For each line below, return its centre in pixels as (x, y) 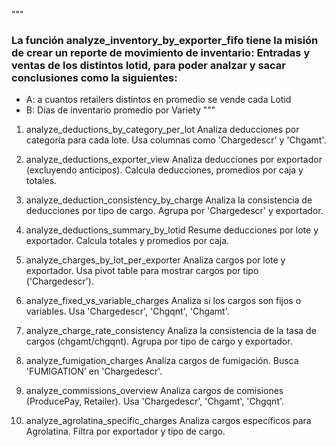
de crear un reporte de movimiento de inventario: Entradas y (161, 52)
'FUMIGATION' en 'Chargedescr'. (94, 371)
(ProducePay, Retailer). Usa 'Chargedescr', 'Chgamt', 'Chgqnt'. (155, 401)
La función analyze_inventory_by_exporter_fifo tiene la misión (165, 40)
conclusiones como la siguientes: (94, 77)
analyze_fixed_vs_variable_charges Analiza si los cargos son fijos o (163, 301)
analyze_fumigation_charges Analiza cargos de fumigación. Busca (162, 361)
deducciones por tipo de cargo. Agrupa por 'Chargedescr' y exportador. (174, 211)
